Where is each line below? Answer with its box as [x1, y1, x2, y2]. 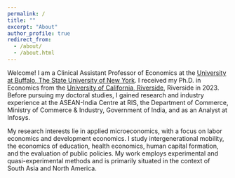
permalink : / [7, 10, 46, 18]
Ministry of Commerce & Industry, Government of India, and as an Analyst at [7, 106, 228, 114]
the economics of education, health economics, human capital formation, [7, 142, 219, 150]
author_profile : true [7, 29, 71, 37]
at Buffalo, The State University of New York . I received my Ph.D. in [7, 76, 201, 84]
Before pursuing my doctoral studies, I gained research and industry [7, 90, 205, 99]
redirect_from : [7, 36, 52, 43]
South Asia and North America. [7, 164, 97, 172]
